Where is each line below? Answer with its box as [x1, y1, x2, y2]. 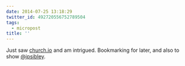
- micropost [11, 25, 41, 31]
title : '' [6, 31, 31, 37]
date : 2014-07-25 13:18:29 [6, 8, 72, 15]
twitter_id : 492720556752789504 [6, 14, 85, 20]
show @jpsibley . [6, 53, 46, 60]
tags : [6, 19, 19, 25]
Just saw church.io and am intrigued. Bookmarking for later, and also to [6, 47, 180, 54]
